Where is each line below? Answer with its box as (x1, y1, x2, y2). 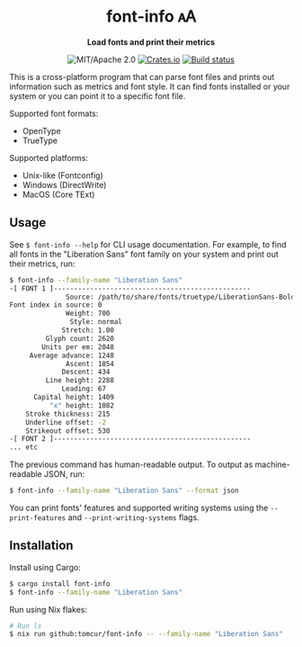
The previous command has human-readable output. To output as (9, 459, 253, 470)
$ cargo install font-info (9, 579, 111, 589)
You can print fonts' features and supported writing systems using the (9, 502, 269, 513)
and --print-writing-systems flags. (67, 512, 200, 523)
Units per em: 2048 (41, 342, 115, 352)
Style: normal (69, 318, 123, 327)
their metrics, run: (9, 258, 75, 269)
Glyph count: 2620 (45, 334, 115, 343)
